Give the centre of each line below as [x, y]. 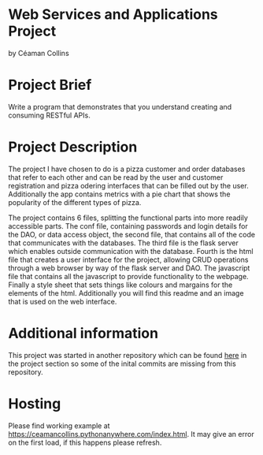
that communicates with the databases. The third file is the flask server [123, 243]
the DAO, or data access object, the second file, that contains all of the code [132, 234]
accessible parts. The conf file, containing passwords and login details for [128, 226]
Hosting [35, 403]
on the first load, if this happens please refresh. [85, 442]
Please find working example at [59, 425]
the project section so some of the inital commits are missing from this [122, 364]
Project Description [73, 147]
